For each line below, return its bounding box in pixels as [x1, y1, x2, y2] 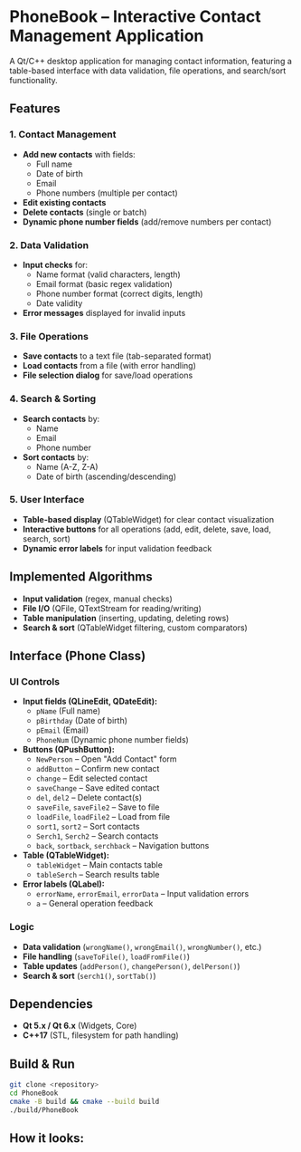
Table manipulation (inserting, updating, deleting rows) [22, 612, 230, 623]
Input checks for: [22, 259, 89, 270]
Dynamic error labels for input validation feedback [22, 542, 212, 553]
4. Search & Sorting [9, 392, 97, 405]
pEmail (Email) [35, 725, 89, 735]
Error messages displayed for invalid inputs [22, 307, 186, 318]
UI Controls [9, 675, 61, 687]
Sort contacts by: [22, 451, 89, 463]
